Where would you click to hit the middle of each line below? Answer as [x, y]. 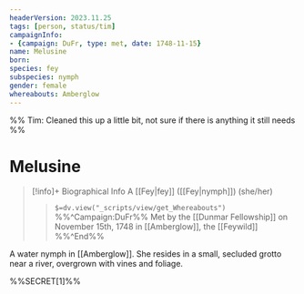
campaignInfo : [36, 35]
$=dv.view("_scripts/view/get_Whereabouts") [140, 208]
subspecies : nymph [44, 77]
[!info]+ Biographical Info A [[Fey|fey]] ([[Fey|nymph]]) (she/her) [152, 191]
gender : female [38, 86]
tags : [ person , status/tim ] [63, 26]
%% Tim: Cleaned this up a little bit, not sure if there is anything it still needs [152, 120]
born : [20, 60]
